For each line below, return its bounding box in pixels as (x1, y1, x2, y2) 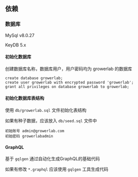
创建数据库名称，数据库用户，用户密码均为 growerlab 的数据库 (5, 66, 133, 72)
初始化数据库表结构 (5, 95, 45, 101)
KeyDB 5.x (5, 42, 26, 48)
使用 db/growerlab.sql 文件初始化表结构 (5, 107, 87, 113)
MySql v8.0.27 (5, 32, 35, 38)
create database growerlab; (5, 76, 63, 81)
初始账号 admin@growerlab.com (5, 129, 64, 133)
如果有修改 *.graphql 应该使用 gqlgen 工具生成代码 (5, 166, 109, 172)
